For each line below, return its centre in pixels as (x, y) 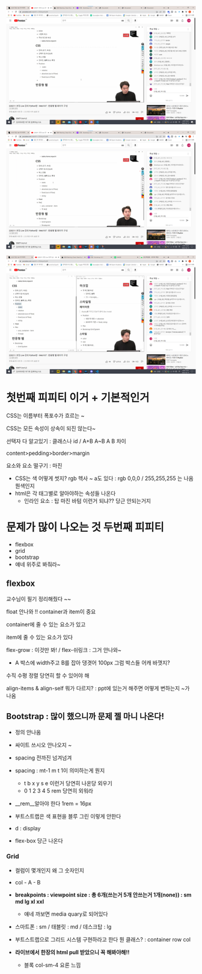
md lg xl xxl (29, 901)
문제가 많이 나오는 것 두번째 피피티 (85, 527)
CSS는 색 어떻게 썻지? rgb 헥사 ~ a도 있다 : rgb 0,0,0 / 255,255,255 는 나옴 (104, 478)
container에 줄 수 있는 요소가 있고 (46, 624)
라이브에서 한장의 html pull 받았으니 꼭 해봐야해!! (72, 952)
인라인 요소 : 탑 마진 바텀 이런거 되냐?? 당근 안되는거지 (87, 501)
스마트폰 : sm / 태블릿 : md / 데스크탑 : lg (63, 927)
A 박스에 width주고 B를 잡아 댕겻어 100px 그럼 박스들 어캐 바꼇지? (92, 662)
